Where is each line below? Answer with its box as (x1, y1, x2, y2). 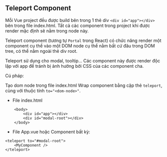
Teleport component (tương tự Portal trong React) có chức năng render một (5, 37, 162, 43)
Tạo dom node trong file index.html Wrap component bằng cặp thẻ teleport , (5, 82, 163, 88)
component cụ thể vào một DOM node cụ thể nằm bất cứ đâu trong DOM (5, 42, 156, 49)
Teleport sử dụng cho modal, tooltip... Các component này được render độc (5, 57, 161, 64)
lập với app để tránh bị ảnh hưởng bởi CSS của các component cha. (5, 63, 144, 69)
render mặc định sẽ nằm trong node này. (5, 27, 89, 34)
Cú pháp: (5, 72, 24, 79)
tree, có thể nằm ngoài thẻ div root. (5, 48, 78, 54)
